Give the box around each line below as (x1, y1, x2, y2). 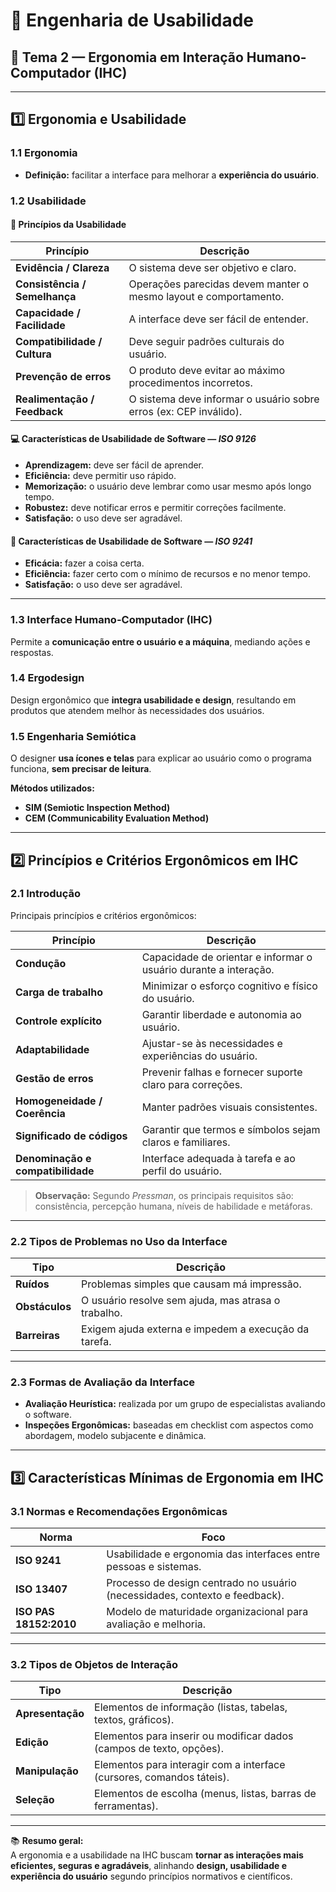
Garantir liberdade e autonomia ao (141, 1007, 302, 1021)
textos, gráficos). (94, 1713, 175, 1727)
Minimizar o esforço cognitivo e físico (141, 979, 318, 993)
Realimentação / (15, 392, 95, 406)
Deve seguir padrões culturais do (128, 334, 285, 348)
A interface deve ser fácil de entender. (128, 312, 309, 326)
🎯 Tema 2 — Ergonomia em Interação (10, 49, 244, 66)
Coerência (15, 1106, 66, 1120)
